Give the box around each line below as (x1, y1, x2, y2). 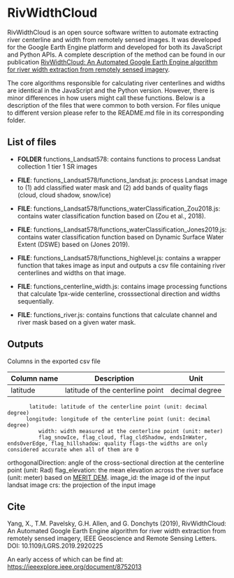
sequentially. (17, 297, 54, 305)
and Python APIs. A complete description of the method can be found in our (7, 50, 226, 59)
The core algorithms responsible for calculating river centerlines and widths (7, 78, 226, 87)
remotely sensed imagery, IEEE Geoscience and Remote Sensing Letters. (7, 534, 217, 543)
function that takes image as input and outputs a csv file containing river (17, 261, 226, 269)
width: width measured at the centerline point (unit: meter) (38, 428, 224, 435)
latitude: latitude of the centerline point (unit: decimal (29, 403, 208, 410)
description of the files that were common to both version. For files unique (7, 101, 221, 109)
